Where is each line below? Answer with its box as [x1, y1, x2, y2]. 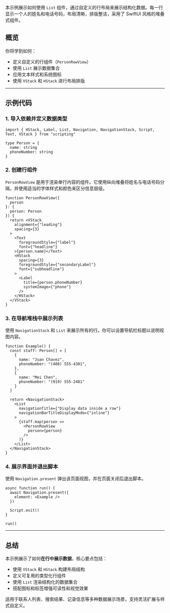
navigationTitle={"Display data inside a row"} [18, 406, 121, 411]
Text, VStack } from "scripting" [5, 132, 76, 137]
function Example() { [5, 344, 51, 349]
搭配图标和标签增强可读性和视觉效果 [12, 586, 89, 592]
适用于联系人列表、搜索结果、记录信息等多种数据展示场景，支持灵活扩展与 [5, 596, 160, 602]
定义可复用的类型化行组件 [12, 573, 66, 579]
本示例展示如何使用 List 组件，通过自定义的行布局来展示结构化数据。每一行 [5, 5, 163, 10]
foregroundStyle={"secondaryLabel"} [18, 262, 96, 267]
